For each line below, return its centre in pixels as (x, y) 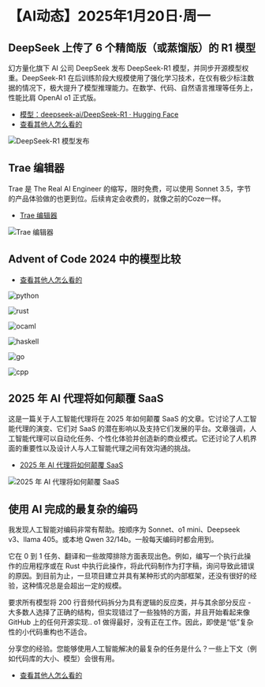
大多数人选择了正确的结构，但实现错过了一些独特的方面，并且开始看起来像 (129, 612)
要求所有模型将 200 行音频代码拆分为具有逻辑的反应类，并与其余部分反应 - (130, 603)
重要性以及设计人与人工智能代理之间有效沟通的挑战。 (108, 448)
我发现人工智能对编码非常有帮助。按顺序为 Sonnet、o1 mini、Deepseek (124, 529)
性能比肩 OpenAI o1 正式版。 (54, 98)
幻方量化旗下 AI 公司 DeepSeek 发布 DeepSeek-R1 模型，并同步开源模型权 (129, 68)
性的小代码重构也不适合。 (50, 632)
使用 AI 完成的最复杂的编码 (73, 509)
